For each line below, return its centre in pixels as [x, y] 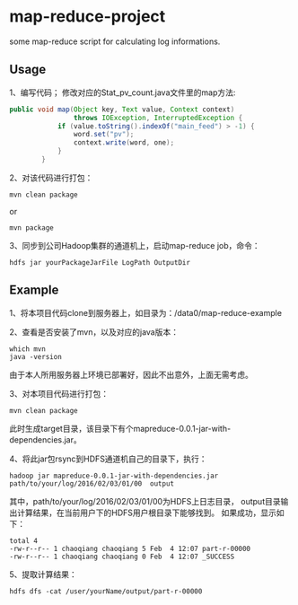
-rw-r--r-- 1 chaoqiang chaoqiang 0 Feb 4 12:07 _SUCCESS [122, 557]
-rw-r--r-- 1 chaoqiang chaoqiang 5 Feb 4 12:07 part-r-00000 [130, 548]
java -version [36, 356]
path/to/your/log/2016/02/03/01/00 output [92, 483]
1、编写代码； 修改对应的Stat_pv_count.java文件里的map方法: [123, 92]
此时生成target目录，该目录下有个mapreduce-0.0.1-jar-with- [120, 428]
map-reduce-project [88, 17]
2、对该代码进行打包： [51, 178]
